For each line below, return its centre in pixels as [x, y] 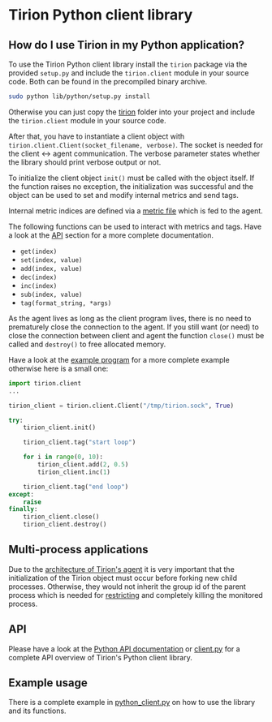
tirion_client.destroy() [65, 525]
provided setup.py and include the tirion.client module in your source [129, 73]
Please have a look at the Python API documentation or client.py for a [125, 649]
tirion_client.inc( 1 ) [74, 472]
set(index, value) [51, 260]
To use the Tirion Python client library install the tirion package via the [128, 64]
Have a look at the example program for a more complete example [119, 359]
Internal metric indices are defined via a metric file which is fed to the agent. [136, 211]
